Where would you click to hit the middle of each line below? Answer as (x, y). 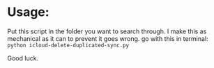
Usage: (29, 12)
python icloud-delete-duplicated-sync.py (68, 45)
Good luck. (23, 58)
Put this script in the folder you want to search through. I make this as (107, 31)
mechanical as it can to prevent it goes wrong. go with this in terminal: (108, 38)
